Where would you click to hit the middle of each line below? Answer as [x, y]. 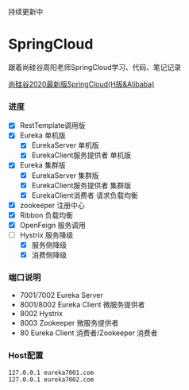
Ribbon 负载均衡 [46, 215]
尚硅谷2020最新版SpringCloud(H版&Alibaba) [81, 84]
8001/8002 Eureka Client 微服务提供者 [82, 305]
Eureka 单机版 [42, 135]
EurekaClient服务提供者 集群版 [81, 185]
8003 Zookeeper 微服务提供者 [69, 323]
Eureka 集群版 [42, 165]
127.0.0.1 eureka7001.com [51, 373]
